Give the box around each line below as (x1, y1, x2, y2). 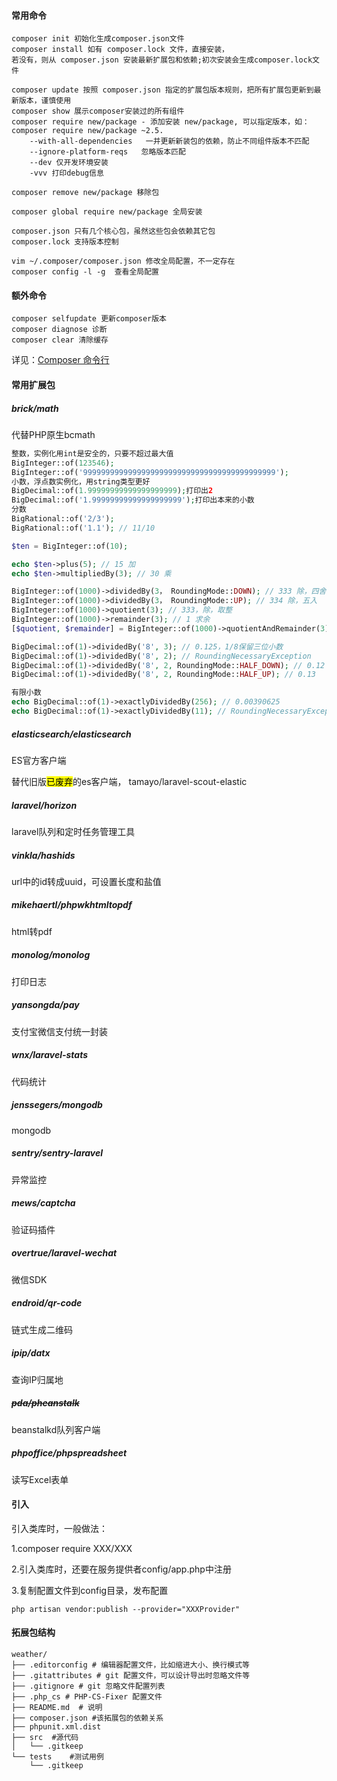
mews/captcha (11, 1197, 76, 1209)
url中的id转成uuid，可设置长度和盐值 (11, 875, 162, 887)
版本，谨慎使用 (18, 96, 72, 106)
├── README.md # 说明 (11, 1702, 103, 1712)
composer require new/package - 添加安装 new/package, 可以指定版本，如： (11, 117, 310, 127)
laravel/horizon (11, 799, 78, 811)
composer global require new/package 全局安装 (11, 207, 203, 217)
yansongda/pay (11, 999, 80, 1011)
